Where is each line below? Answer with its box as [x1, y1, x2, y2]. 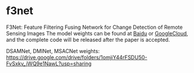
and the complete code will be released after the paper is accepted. [6, 36, 170, 43]
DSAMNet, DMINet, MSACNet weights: [6, 47, 100, 54]
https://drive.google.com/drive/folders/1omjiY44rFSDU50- [6, 54, 148, 61]
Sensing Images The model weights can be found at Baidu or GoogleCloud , [6, 29, 189, 36]
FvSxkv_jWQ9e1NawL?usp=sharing [6, 60, 92, 67]
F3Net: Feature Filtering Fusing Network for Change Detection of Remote [6, 24, 183, 31]
